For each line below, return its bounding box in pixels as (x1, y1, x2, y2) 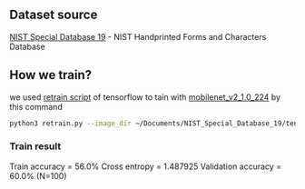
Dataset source (9, 7, 98, 23)
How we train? (9, 67, 93, 83)
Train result (9, 140, 62, 153)
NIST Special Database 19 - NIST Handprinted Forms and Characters (9, 31, 267, 42)
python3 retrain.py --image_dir (9, 118, 132, 128)
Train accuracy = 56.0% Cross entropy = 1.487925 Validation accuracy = (9, 161, 282, 172)
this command (9, 101, 64, 112)
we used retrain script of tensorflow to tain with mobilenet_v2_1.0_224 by (9, 91, 281, 103)
